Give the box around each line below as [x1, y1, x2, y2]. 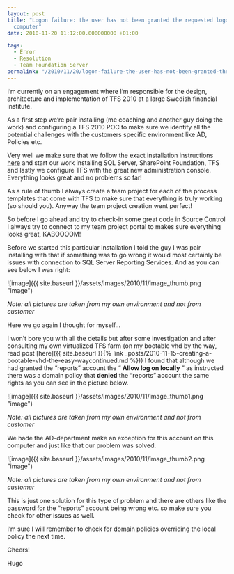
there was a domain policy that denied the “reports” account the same [7, 371, 210, 379]
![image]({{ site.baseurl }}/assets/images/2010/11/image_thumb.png [7, 279, 201, 287]
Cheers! [7, 545, 30, 554]
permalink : [7, 67, 39, 75]
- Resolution [13, 55, 52, 63]
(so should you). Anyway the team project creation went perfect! [7, 201, 193, 209]
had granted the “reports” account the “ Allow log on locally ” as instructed [7, 363, 224, 372]
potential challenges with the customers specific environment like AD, [7, 130, 208, 138]
